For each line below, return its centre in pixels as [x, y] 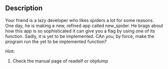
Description [24, 8]
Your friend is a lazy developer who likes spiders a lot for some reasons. [80, 20]
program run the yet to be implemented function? [56, 41]
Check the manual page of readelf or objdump [60, 61]
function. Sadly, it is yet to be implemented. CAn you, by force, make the [80, 36]
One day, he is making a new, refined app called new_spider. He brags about [84, 25]
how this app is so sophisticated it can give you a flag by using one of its [80, 31]
